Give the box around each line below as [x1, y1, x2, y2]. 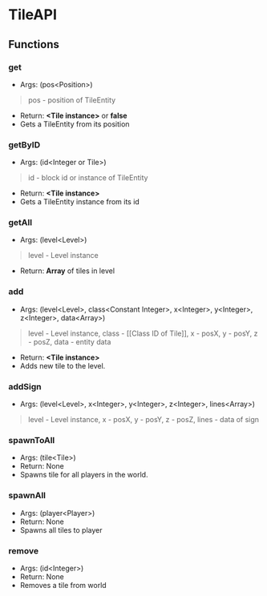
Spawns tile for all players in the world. [19, 470, 148, 480]
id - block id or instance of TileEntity [27, 173, 148, 183]
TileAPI [8, 6, 58, 24]
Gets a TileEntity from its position [19, 119, 130, 129]
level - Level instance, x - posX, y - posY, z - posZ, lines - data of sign [27, 415, 259, 425]
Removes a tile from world [19, 580, 107, 590]
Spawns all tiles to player [19, 525, 103, 534]
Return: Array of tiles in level [19, 266, 115, 276]
